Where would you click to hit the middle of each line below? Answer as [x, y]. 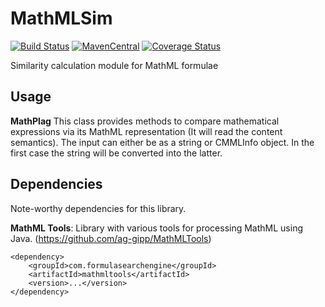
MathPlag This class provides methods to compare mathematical [145, 121]
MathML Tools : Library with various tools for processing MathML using [157, 228]
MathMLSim [61, 18]
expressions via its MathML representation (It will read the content [146, 131]
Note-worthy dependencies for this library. [98, 208]
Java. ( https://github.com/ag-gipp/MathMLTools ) [111, 238]
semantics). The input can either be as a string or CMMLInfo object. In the [162, 142]
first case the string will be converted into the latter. [116, 153]
